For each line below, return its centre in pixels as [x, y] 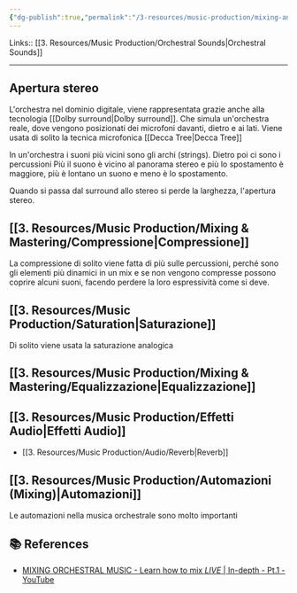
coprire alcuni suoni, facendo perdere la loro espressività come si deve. [139, 282]
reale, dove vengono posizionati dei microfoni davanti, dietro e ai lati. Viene [146, 129]
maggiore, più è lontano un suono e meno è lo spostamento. [118, 174]
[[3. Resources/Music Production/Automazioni [141, 480]
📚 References [49, 545]
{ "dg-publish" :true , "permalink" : [71, 17]
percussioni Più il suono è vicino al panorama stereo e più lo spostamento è [147, 164]
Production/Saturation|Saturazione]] [113, 324]
